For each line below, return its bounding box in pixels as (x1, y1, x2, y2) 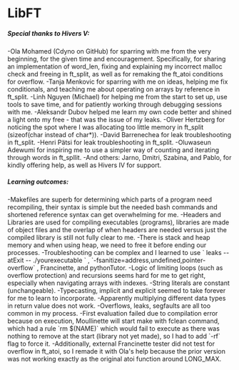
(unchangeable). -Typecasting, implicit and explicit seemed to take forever (7, 286, 226, 295)
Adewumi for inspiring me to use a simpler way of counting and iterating (7, 146, 220, 154)
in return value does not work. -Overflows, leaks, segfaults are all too (7, 301, 211, 310)
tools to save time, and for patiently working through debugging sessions (7, 100, 223, 109)
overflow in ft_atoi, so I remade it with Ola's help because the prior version (7, 347, 226, 356)
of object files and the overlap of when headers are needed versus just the (7, 226, 227, 234)
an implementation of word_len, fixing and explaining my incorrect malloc (7, 62, 223, 71)
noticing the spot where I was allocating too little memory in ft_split (7, 123, 204, 131)
